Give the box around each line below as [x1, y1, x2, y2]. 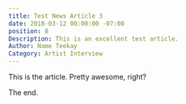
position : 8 [8, 27, 49, 35]
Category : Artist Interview [8, 50, 104, 58]
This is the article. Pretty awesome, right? [8, 72, 147, 81]
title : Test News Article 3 [8, 11, 104, 20]
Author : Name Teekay [8, 42, 78, 50]
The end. [8, 88, 39, 97]
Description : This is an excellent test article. [8, 34, 180, 43]
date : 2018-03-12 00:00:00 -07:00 [8, 19, 125, 28]
